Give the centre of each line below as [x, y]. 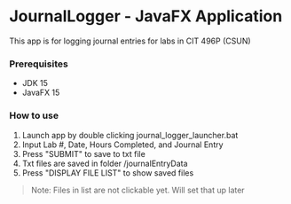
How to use [34, 115]
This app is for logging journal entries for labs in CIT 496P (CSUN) [130, 41]
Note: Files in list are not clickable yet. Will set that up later [138, 190]
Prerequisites [39, 64]
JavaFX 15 [41, 93]
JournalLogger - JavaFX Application [146, 16]
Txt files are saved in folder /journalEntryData [105, 163]
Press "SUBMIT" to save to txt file [84, 153]
